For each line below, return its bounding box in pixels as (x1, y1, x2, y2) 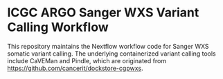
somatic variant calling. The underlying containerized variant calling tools (7, 49, 216, 58)
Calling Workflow (7, 19, 109, 35)
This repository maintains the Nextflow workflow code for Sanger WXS (7, 42, 209, 50)
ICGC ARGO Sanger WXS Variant (7, 5, 199, 21)
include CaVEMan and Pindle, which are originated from (7, 56, 167, 65)
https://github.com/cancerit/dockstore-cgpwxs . (7, 64, 143, 72)
